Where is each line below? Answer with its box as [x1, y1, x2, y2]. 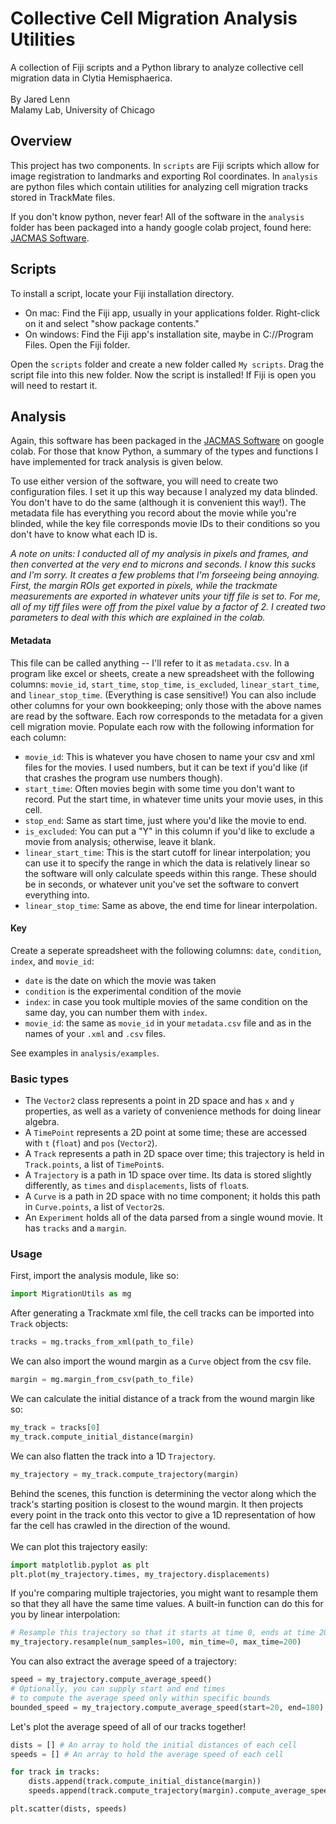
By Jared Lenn [10, 93, 71, 105]
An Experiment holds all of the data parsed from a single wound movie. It [24, 1212, 323, 1224]
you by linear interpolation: [10, 1608, 121, 1621]
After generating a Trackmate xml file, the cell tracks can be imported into [10, 1307, 315, 1319]
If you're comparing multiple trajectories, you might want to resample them [10, 1587, 319, 1599]
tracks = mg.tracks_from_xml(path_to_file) [10, 1337, 195, 1347]
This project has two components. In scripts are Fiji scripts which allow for [10, 159, 320, 171]
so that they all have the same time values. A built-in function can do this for [10, 1598, 324, 1610]
